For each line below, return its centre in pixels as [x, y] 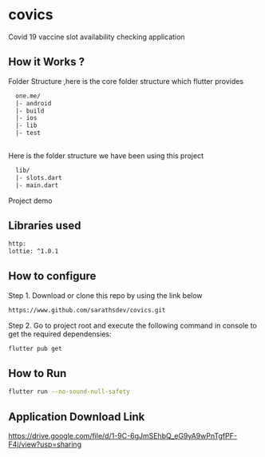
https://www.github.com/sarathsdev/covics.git [87, 310]
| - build [30, 111]
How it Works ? [47, 62]
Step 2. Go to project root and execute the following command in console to [133, 325]
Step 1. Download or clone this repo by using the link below [105, 295]
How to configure [52, 276]
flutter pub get [35, 348]
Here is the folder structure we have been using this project [106, 155]
